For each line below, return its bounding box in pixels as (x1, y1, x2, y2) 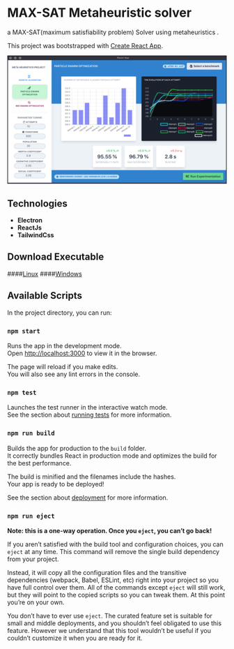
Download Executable (7, 251, 104, 263)
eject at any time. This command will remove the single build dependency (7, 547, 220, 555)
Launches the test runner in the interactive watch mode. (7, 403, 169, 412)
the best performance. (7, 458, 72, 467)
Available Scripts (7, 290, 82, 301)
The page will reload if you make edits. (7, 363, 118, 371)
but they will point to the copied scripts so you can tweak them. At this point (7, 590, 225, 599)
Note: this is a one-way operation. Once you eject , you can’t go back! (7, 526, 212, 535)
